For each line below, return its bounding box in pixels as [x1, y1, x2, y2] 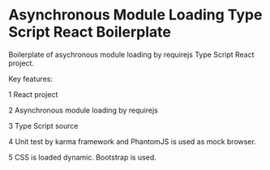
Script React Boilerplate [8, 23, 172, 41]
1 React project [8, 89, 58, 99]
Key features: [8, 74, 53, 83]
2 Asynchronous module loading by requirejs [8, 105, 158, 115]
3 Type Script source [8, 121, 79, 130]
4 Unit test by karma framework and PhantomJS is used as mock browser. [8, 136, 257, 147]
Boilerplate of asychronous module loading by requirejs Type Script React [8, 49, 255, 59]
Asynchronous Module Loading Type [8, 6, 263, 24]
